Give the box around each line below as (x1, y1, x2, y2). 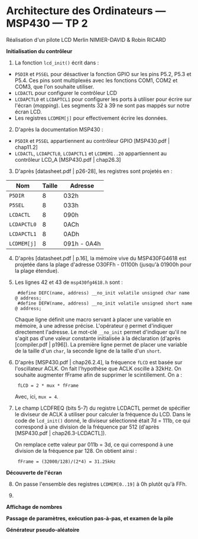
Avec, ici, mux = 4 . (14, 393, 59, 400)
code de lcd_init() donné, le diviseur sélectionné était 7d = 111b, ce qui (14, 417, 191, 424)
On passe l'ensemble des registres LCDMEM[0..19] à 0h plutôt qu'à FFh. (14, 480, 187, 488)
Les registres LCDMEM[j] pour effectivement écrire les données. (14, 114, 168, 122)
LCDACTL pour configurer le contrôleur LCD (14, 89, 117, 96)
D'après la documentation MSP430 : (14, 126, 103, 133)
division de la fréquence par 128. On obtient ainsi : (14, 447, 137, 454)
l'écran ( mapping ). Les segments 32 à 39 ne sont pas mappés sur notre (14, 102, 190, 109)
